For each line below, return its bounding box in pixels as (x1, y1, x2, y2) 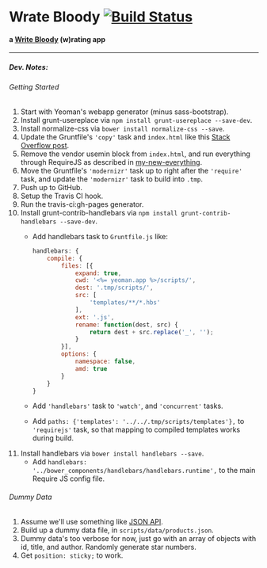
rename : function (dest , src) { (74, 321, 179, 329)
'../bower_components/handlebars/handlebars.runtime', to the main (32, 466, 256, 475)
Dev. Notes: (9, 62, 48, 71)
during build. (32, 433, 74, 443)
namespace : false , (74, 357, 136, 366)
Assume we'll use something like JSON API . (20, 517, 163, 526)
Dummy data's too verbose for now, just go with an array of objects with (20, 533, 257, 543)
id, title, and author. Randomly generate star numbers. (20, 542, 196, 551)
